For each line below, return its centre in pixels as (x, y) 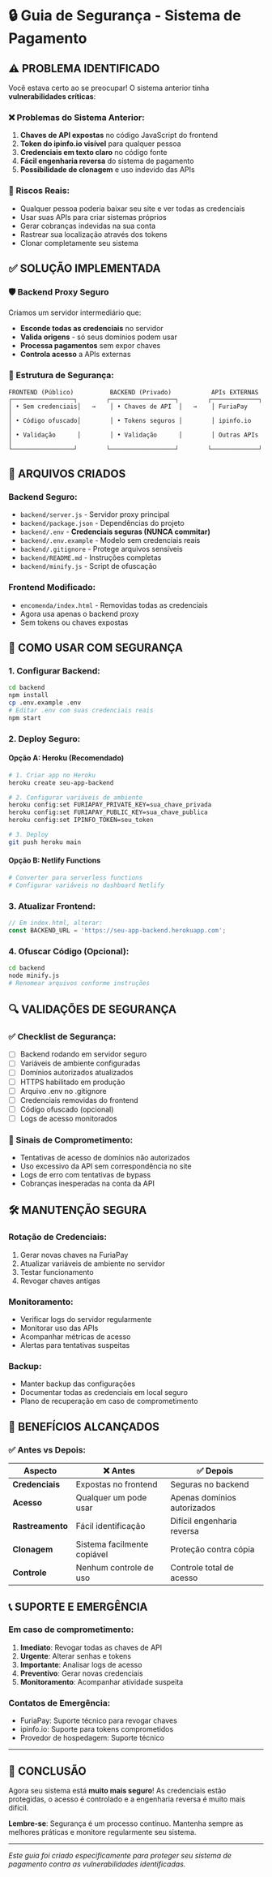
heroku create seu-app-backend (61, 783)
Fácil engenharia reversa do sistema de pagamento (107, 161)
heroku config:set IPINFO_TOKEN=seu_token (81, 820)
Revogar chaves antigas (60, 1281)
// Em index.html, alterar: (56, 923)
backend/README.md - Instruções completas (91, 558)
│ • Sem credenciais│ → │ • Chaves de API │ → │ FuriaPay (128, 407)
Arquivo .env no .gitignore (63, 1091)
